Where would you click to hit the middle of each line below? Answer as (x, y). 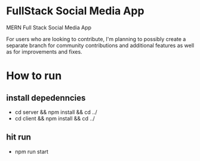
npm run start (32, 151)
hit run (19, 137)
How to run (34, 76)
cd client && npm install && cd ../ (55, 118)
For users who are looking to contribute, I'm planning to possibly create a (96, 39)
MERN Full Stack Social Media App (49, 27)
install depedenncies (46, 97)
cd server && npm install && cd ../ (56, 112)
